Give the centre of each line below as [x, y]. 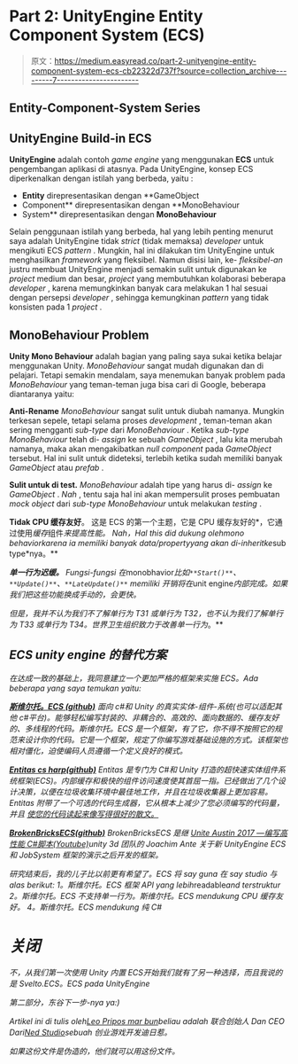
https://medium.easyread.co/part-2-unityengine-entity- [155, 60]
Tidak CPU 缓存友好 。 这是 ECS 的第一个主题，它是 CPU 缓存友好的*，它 [142, 521]
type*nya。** [34, 553]
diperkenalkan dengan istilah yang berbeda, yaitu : [101, 178]
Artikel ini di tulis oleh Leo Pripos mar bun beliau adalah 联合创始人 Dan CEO [147, 1021]
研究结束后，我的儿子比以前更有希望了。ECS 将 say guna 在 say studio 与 [143, 873]
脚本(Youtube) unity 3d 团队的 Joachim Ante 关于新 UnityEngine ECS [162, 843]
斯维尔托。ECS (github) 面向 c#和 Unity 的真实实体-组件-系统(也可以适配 [142, 706]
